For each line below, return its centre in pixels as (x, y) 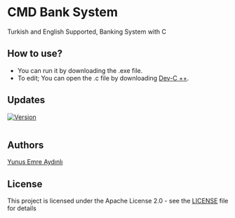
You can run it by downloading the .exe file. (80, 70)
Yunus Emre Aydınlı (35, 162)
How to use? (35, 54)
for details (22, 208)
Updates (26, 100)
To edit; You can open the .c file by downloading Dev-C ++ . (103, 78)
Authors (26, 145)
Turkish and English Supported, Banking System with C (87, 32)
